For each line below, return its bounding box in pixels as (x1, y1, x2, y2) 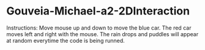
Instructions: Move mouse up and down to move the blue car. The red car (6, 24, 192, 31)
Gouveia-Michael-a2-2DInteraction (6, 4, 190, 18)
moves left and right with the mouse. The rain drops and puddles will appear (6, 30, 199, 37)
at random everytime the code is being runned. (6, 37, 125, 44)
